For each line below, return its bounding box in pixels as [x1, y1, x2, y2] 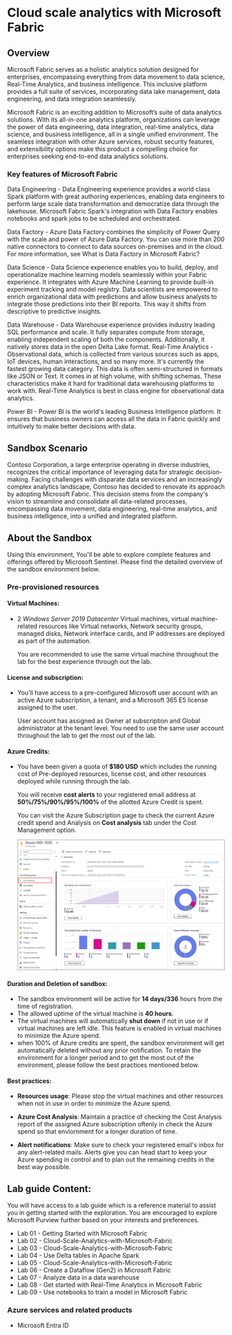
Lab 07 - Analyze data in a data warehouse [17, 1274, 139, 1282]
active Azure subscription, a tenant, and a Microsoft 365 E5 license [17, 696, 209, 704]
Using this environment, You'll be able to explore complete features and [7, 550, 211, 558]
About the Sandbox [7, 532, 92, 544]
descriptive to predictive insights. [7, 307, 102, 316]
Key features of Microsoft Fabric [7, 169, 118, 179]
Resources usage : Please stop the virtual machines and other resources [17, 1092, 224, 1100]
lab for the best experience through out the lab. [17, 658, 152, 666]
